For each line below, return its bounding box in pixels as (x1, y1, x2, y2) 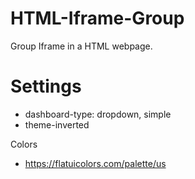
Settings (10, 75, 82, 98)
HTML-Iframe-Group (10, 7, 185, 30)
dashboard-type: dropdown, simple (24, 108, 172, 120)
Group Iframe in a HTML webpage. (10, 40, 153, 52)
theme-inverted (24, 118, 90, 131)
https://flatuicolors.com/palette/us (24, 157, 167, 169)
